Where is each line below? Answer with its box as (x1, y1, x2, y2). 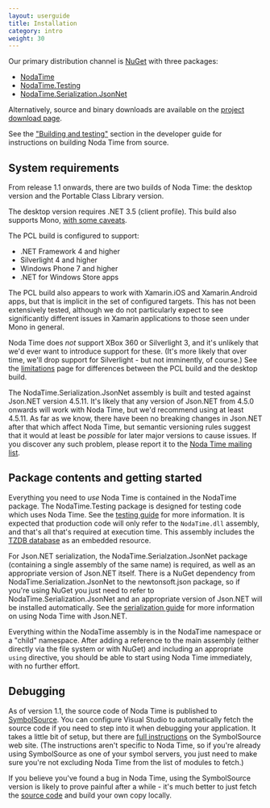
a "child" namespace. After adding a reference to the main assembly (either (8, 635, 260, 645)
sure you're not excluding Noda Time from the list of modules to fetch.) (8, 757, 244, 767)
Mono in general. (8, 322, 64, 332)
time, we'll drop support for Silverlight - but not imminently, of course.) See (8, 355, 258, 365)
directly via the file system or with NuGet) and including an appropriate (8, 643, 243, 654)
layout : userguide (8, 11, 70, 20)
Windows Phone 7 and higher (19, 264, 118, 274)
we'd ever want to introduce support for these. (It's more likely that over (8, 346, 247, 356)
